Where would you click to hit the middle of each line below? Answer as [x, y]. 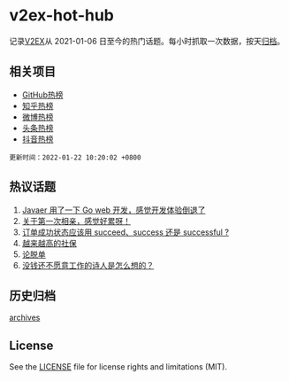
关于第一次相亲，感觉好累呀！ [76, 221]
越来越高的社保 [49, 243]
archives [25, 318]
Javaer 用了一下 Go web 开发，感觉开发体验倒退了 [114, 210]
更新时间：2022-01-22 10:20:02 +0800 [75, 157]
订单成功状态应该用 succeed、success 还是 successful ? [125, 232]
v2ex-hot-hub [62, 16]
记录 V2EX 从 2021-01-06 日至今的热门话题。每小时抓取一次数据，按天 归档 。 [147, 41]
